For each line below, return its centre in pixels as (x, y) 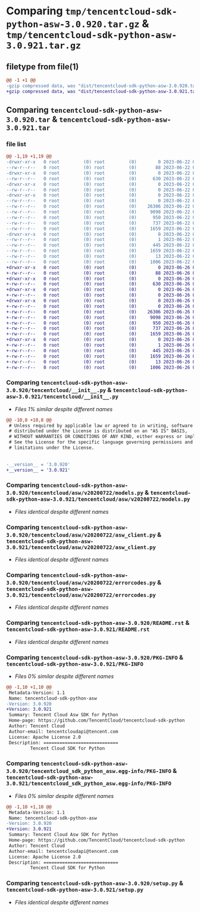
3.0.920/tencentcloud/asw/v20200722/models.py (75, 493)
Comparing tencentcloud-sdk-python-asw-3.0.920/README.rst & (98, 623)
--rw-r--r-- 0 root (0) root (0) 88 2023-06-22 (98, 168)
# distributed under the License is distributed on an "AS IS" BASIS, (98, 431)
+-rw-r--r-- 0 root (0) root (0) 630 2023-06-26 (98, 284)
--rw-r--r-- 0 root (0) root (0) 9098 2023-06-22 (98, 212)
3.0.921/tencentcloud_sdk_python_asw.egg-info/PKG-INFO (89, 784)
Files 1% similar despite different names (64, 409)
